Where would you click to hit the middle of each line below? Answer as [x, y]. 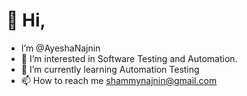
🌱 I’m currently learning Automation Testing [110, 69]
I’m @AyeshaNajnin [60, 48]
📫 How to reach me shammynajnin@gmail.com [119, 80]
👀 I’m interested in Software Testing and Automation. [129, 58]
